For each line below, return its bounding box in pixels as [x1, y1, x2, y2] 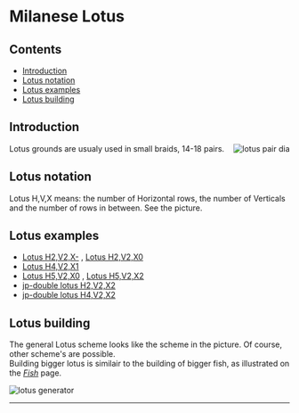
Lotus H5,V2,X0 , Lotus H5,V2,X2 [21, 270, 144, 282]
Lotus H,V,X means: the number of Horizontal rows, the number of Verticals [9, 193, 287, 203]
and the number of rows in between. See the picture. [9, 202, 203, 213]
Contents [9, 42, 62, 57]
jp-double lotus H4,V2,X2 [21, 290, 116, 301]
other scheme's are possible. [9, 349, 116, 359]
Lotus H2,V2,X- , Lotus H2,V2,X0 [21, 252, 144, 262]
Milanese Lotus [9, 6, 125, 27]
